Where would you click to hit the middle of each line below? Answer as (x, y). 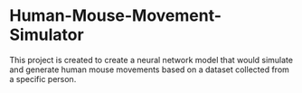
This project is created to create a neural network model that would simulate (151, 60)
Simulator (47, 35)
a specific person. (43, 79)
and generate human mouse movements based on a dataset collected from (149, 70)
